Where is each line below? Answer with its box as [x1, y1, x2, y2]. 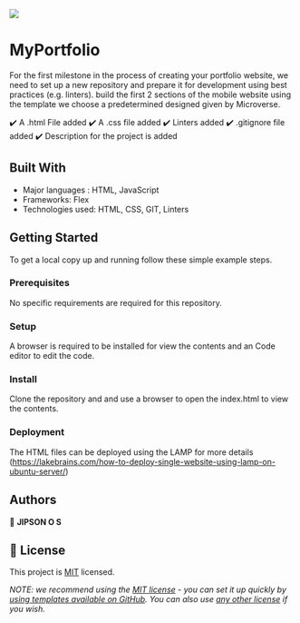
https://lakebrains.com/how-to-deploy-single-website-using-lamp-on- [12, 456, 276, 467]
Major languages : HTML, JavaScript [22, 184, 160, 195]
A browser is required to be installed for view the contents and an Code [9, 341, 276, 351]
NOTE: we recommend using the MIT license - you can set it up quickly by [9, 584, 287, 595]
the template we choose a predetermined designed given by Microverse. [9, 98, 281, 109]
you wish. [9, 604, 45, 615]
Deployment [9, 426, 65, 439]
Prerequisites [9, 277, 70, 290]
